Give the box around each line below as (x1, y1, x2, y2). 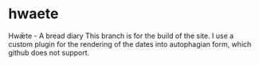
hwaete (8, 5, 59, 23)
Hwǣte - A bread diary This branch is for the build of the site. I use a (8, 31, 234, 40)
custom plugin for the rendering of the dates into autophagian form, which (8, 39, 252, 48)
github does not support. (8, 48, 90, 57)
